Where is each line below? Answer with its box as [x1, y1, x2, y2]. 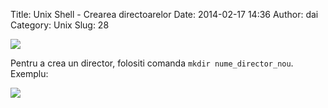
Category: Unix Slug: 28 [10, 19, 110, 31]
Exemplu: [10, 68, 49, 79]
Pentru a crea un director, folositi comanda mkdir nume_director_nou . [10, 57, 294, 69]
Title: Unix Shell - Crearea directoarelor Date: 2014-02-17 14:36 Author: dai [10, 9, 319, 20]
